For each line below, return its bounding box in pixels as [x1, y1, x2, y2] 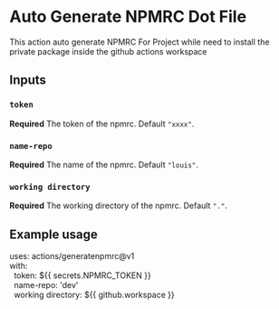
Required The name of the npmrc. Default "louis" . [9, 159, 199, 170]
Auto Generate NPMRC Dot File [9, 6, 247, 27]
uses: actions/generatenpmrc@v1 [9, 251, 135, 262]
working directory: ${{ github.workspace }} [13, 289, 175, 301]
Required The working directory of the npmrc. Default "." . [9, 200, 228, 211]
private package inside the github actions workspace [9, 45, 207, 56]
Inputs [9, 73, 47, 88]
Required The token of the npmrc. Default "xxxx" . [9, 118, 195, 129]
